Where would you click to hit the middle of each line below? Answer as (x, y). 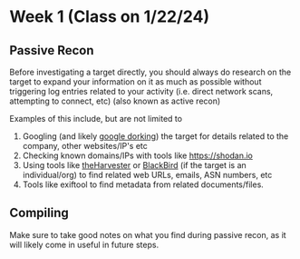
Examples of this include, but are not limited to (96, 119)
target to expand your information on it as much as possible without (135, 82)
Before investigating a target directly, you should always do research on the (150, 72)
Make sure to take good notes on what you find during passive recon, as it (148, 234)
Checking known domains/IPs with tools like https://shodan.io (138, 155)
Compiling (39, 213)
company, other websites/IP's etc (85, 146)
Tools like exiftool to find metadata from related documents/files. (143, 184)
